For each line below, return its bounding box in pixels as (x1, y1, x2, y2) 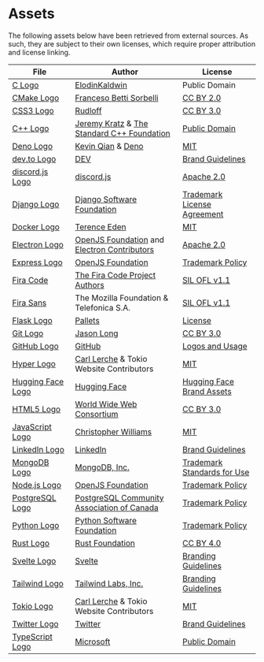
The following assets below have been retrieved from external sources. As (8, 31, 249, 40)
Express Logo (12, 257, 63, 268)
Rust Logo (12, 537, 49, 549)
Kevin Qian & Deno (75, 140, 144, 151)
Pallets (75, 314, 100, 325)
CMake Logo (12, 92, 60, 103)
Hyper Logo (12, 358, 57, 369)
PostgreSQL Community (75, 492, 164, 503)
